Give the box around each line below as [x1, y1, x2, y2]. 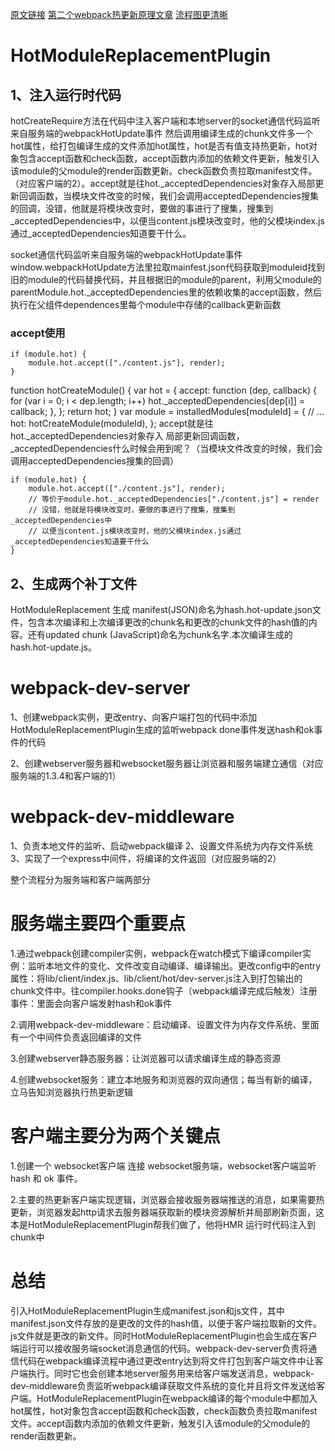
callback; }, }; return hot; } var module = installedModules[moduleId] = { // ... [10, 406, 325, 418]
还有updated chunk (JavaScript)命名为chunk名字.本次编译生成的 [27, 629, 293, 641]
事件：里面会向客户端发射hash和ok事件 [10, 997, 172, 1009]
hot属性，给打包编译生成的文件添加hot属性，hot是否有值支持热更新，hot [10, 140, 310, 152]
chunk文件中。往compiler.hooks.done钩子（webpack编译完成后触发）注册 [10, 984, 318, 997]
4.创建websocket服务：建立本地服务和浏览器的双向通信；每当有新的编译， [10, 1073, 318, 1085]
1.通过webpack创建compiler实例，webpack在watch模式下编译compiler [10, 947, 303, 959]
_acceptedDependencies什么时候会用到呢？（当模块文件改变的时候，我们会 [10, 443, 323, 455]
